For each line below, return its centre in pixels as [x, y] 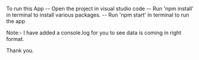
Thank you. [20, 50]
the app [16, 21]
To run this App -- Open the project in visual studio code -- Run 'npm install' [100, 9]
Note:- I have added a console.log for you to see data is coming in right [94, 33]
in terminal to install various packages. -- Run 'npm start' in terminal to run [98, 15]
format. [15, 39]
